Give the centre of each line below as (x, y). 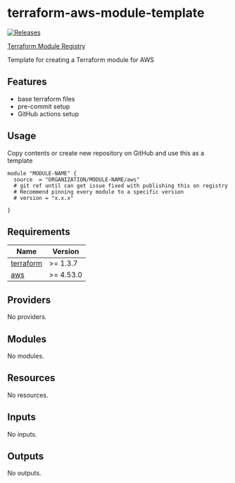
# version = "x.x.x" (44, 198)
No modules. (26, 356)
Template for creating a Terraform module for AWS (81, 59)
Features (27, 82)
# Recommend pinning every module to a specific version (99, 192)
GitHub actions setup (48, 113)
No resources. (28, 395)
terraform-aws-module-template (106, 13)
